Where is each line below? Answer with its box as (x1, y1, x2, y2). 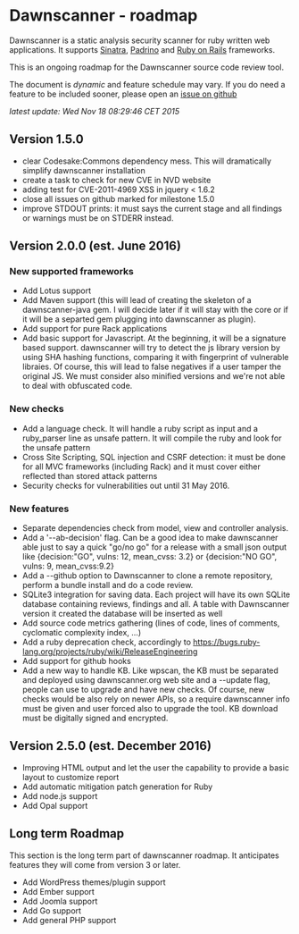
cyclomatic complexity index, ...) (21, 627, 141, 638)
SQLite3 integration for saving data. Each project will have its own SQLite (21, 589, 291, 600)
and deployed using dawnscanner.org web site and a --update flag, (21, 675, 270, 686)
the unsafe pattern (21, 442, 91, 452)
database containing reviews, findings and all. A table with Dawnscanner (21, 599, 290, 610)
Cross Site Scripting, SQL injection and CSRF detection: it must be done (21, 451, 287, 462)
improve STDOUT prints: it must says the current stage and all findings (21, 203, 283, 214)
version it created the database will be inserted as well (21, 609, 223, 619)
